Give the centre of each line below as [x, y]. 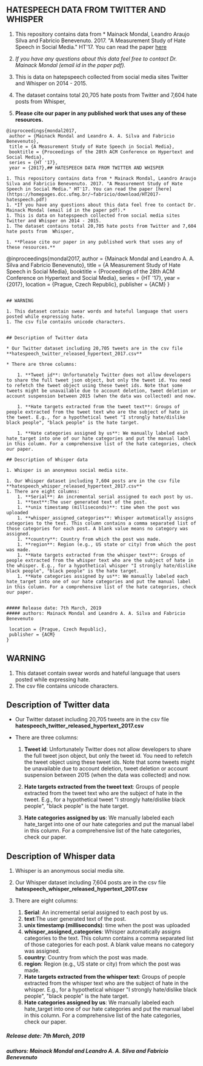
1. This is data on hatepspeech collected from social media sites [93, 215]
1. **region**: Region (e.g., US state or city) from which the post [107, 545]
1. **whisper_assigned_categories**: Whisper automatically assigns [105, 518]
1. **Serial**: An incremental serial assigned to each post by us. [105, 497]
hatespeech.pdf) [27, 199]
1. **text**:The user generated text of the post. [82, 502]
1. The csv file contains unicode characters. [66, 322]
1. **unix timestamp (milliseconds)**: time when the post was [99, 507]
